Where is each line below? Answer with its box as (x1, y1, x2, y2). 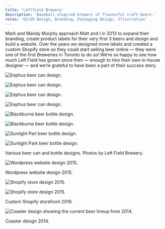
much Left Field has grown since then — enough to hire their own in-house (5, 57, 160, 63)
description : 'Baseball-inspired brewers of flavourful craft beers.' (5, 12, 156, 17)
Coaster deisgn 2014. (5, 218, 49, 224)
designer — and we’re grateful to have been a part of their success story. (5, 62, 157, 68)
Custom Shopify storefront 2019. (5, 199, 73, 205)
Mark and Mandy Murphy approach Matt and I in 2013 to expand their (5, 31, 149, 37)
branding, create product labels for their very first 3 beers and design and (5, 36, 158, 42)
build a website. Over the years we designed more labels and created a (5, 41, 152, 47)
